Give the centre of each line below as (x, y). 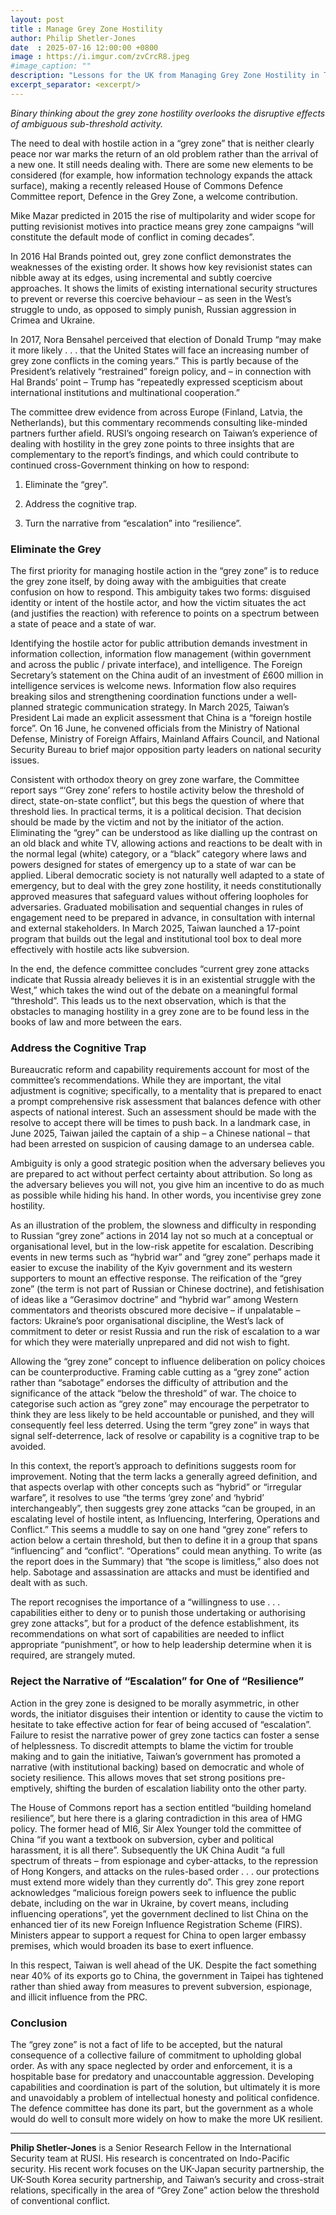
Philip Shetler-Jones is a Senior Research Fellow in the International (151, 2147)
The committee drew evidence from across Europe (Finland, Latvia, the (156, 412)
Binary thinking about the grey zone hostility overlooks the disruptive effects (168, 113)
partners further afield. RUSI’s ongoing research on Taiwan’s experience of (164, 433)
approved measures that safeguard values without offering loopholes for (159, 897)
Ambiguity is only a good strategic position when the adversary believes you (167, 1163)
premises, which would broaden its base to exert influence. (132, 1945)
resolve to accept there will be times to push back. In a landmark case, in (160, 1123)
